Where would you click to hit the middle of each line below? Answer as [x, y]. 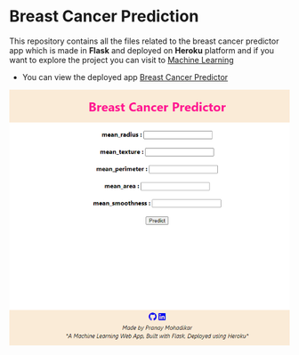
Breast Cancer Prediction [104, 16]
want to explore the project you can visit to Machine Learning [121, 60]
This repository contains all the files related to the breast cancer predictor [144, 41]
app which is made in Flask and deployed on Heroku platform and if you [141, 50]
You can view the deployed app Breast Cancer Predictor [125, 77]
